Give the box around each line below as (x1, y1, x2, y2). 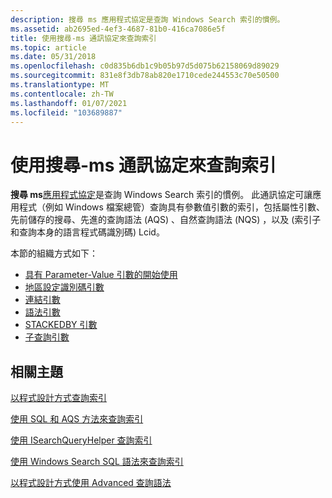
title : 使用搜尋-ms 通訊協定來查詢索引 (10, 33, 157, 43)
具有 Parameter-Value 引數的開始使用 (24, 269, 178, 281)
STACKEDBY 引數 (24, 319, 98, 331)
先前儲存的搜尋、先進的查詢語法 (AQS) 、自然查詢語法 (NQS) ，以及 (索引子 (10, 214, 322, 226)
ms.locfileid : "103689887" (10, 107, 123, 118)
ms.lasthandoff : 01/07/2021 (10, 98, 128, 108)
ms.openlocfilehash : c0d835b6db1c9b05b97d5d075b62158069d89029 (10, 61, 280, 71)
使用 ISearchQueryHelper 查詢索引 (10, 434, 153, 446)
